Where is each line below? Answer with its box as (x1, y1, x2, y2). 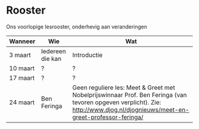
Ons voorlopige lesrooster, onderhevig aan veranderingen (6, 23, 147, 30)
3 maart (9, 51, 31, 59)
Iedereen (41, 47, 66, 55)
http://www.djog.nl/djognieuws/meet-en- (72, 105, 190, 114)
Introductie (72, 51, 102, 59)
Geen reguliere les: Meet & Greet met (72, 83, 175, 92)
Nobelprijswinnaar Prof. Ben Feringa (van (72, 91, 187, 99)
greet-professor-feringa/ (72, 113, 144, 121)
